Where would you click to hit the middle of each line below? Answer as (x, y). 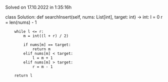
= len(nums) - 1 (21, 22)
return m (41, 49)
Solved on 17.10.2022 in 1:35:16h (38, 7)
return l (23, 75)
